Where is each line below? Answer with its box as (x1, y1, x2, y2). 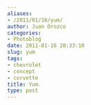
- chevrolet (7, 61, 41, 68)
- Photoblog (7, 36, 41, 43)
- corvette (7, 74, 39, 82)
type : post (7, 87, 39, 94)
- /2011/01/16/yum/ (7, 17, 63, 23)
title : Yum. (7, 81, 41, 88)
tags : (7, 55, 23, 62)
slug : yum (7, 49, 36, 56)
